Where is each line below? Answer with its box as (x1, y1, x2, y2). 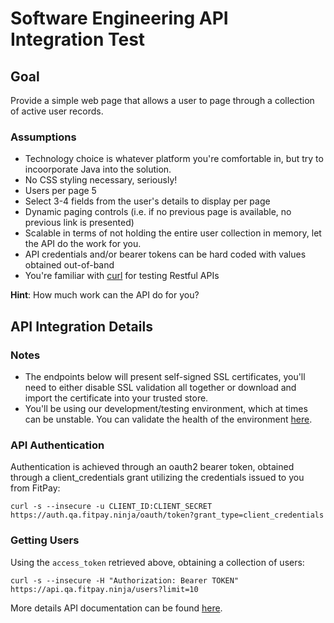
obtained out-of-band (24, 259, 115, 271)
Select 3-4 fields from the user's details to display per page (24, 195, 271, 207)
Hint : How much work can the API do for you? (10, 289, 200, 301)
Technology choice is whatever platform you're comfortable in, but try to (24, 153, 324, 165)
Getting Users (10, 533, 80, 547)
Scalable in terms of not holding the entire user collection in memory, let (24, 227, 322, 239)
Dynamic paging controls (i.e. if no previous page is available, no (24, 206, 292, 218)
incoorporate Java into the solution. (24, 163, 172, 176)
